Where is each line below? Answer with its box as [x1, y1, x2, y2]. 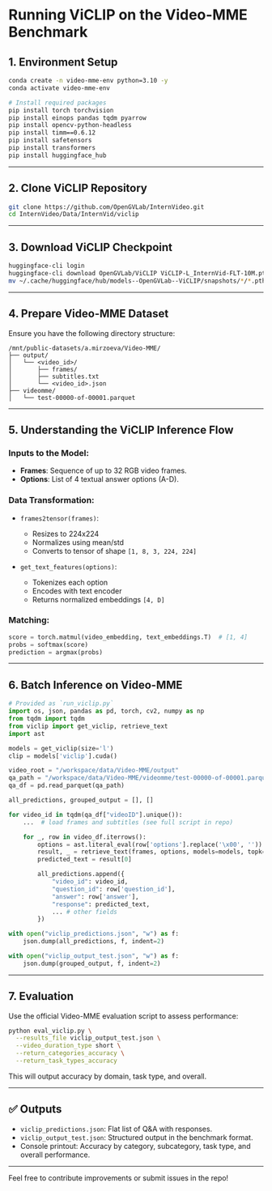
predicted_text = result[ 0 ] [37, 856, 132, 864]
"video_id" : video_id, [51, 878, 129, 886]
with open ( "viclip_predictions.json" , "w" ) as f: [8, 929, 180, 938]
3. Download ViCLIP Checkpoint [8, 240, 172, 254]
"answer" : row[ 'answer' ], [51, 892, 139, 900]
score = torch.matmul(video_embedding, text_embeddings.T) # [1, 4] [8, 633, 249, 641]
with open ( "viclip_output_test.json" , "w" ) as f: [8, 952, 180, 960]
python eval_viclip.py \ [8, 1027, 92, 1035]
